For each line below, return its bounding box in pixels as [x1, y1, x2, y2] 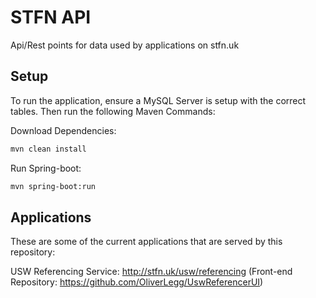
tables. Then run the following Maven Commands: [10, 105, 216, 117]
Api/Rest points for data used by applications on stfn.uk [10, 39, 240, 51]
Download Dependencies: [10, 124, 117, 136]
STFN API [10, 6, 92, 29]
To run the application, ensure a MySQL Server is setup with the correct [10, 94, 307, 106]
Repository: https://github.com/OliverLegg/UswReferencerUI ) [10, 276, 264, 288]
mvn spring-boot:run [10, 181, 97, 191]
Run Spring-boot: [10, 162, 82, 174]
